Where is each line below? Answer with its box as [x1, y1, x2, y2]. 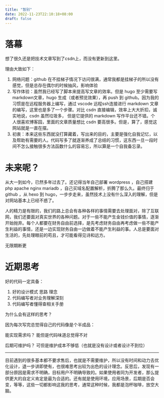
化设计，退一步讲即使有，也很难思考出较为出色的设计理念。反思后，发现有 [5, 363, 155, 369]
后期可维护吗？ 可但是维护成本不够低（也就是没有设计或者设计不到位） [5, 342, 147, 348]
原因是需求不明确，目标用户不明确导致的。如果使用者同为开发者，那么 [13, 370, 155, 376]
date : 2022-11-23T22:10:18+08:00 [5, 12, 73, 17]
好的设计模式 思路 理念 [12, 289, 58, 295]
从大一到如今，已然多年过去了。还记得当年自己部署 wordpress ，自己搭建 [5, 179, 153, 185]
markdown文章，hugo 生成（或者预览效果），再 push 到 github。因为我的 [12, 95, 159, 100]
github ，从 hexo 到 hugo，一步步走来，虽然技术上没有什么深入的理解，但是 [5, 191, 158, 197]
